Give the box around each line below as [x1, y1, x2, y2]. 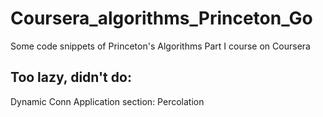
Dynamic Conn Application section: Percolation [10, 95, 205, 107]
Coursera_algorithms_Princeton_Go [10, 7, 313, 30]
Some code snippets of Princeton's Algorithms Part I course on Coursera [10, 40, 311, 52]
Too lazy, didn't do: [10, 69, 132, 86]
